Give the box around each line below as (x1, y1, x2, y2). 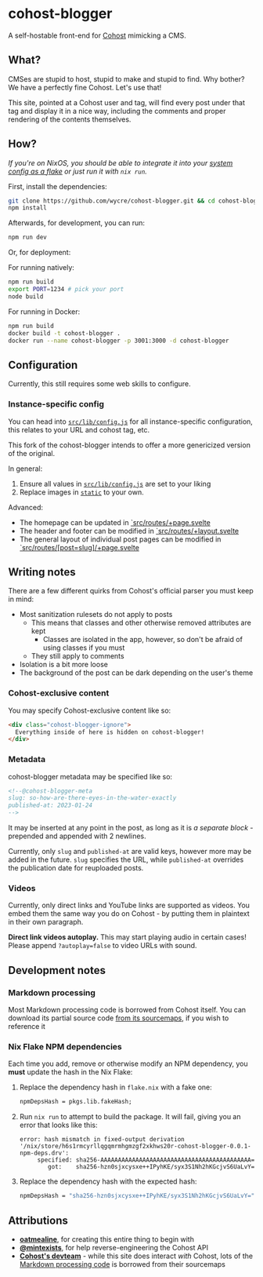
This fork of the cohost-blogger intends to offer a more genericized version (8, 440, 250, 450)
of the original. (8, 448, 56, 458)
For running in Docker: (8, 307, 81, 316)
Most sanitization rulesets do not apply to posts (19, 610, 173, 619)
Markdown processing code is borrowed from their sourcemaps (19, 1259, 225, 1268)
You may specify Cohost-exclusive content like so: (8, 706, 171, 715)
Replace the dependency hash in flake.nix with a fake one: (19, 1082, 213, 1092)
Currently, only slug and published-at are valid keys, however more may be (8, 847, 252, 856)
